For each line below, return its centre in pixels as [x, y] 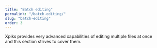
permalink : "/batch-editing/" [36, 14]
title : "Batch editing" [29, 9]
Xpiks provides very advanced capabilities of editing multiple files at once [79, 36]
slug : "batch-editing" [28, 18]
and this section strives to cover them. [43, 42]
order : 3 [14, 23]
